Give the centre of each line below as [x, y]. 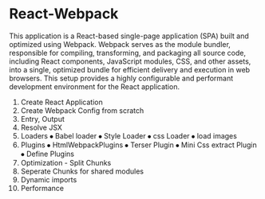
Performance [42, 188]
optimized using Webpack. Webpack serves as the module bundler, [120, 44]
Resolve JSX [42, 127]
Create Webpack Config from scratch [82, 110]
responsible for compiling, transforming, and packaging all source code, [128, 53]
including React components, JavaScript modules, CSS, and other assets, [130, 61]
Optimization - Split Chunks [66, 162]
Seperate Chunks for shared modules [82, 171]
